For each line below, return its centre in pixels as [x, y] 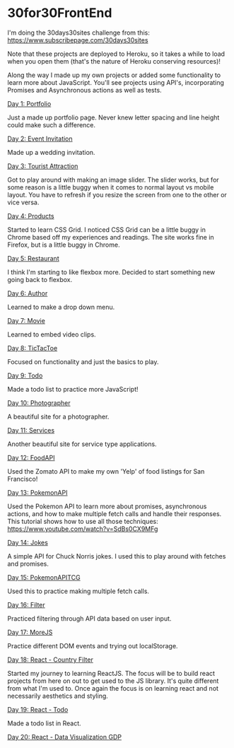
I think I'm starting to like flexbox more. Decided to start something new [111, 272]
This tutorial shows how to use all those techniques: [83, 521]
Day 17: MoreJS [30, 632]
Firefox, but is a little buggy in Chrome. [64, 245]
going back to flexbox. [40, 279]
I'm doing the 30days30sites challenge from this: [78, 33]
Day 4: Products [31, 216]
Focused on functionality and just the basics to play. [83, 361]
